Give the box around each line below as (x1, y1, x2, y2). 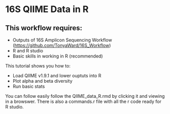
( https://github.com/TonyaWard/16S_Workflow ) (12, 42, 111, 48)
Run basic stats (12, 83, 45, 89)
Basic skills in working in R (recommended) (12, 53, 103, 59)
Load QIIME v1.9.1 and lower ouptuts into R (12, 73, 101, 79)
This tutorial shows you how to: (5, 63, 71, 69)
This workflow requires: (5, 24, 83, 32)
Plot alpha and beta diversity (12, 78, 73, 84)
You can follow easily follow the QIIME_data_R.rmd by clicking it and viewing (5, 93, 165, 99)
